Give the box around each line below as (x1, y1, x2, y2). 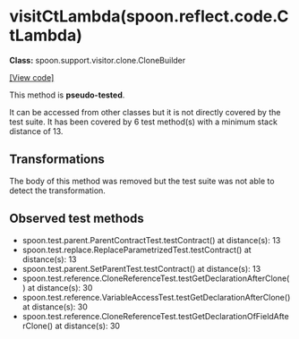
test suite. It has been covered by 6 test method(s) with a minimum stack (9, 116, 278, 127)
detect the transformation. (9, 185, 106, 196)
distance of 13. (9, 125, 64, 136)
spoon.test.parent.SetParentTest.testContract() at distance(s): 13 (21, 263, 261, 274)
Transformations (9, 152, 106, 167)
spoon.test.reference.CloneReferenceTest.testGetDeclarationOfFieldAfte (21, 310, 289, 321)
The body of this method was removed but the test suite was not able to (9, 175, 275, 186)
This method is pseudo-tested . (9, 89, 125, 100)
